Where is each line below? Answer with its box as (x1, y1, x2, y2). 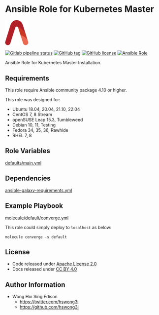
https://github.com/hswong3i (19, 304, 79, 310)
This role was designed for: (5, 97, 61, 103)
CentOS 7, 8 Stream (12, 112, 53, 118)
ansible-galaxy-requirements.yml (5, 187, 72, 193)
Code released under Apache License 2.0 (12, 261, 97, 267)
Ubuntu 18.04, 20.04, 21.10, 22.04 (12, 106, 80, 112)
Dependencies (5, 174, 51, 183)
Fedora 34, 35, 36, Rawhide (12, 127, 68, 133)
